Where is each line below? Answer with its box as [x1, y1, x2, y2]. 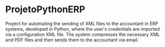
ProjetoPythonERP [5, 4, 86, 15]
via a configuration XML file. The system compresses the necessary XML [5, 31, 160, 37]
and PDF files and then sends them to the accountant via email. [5, 37, 139, 43]
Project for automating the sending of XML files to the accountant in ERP [5, 20, 159, 27]
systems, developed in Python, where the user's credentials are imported [5, 26, 160, 32]
